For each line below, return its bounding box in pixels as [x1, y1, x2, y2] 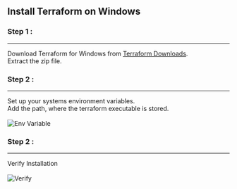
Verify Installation [7, 159, 59, 168]
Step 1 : [7, 27, 33, 37]
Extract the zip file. [7, 56, 62, 65]
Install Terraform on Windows [7, 6, 141, 18]
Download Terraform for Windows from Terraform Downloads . [7, 49, 188, 58]
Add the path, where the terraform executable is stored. [7, 104, 169, 112]
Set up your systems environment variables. [7, 96, 135, 105]
